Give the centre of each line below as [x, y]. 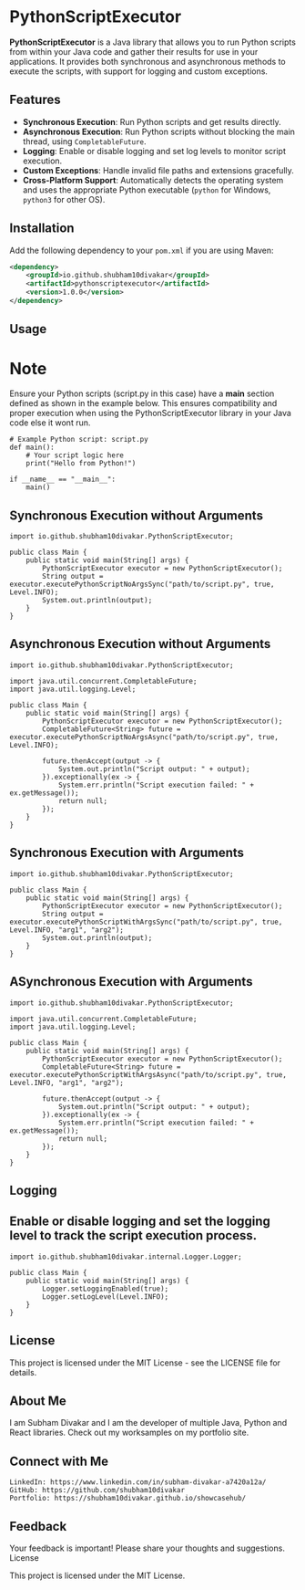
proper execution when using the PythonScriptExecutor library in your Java [150, 413]
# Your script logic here [75, 455]
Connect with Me [59, 1461]
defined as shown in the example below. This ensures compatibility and [143, 403]
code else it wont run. [50, 423]
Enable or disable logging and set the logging [140, 1222]
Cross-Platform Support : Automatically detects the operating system [153, 180]
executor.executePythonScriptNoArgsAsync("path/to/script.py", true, [144, 737]
